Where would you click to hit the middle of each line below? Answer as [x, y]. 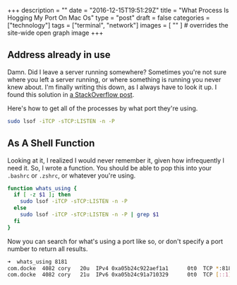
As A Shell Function [51, 143]
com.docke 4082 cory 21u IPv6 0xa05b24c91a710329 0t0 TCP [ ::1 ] [120, 275]
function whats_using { [42, 188]
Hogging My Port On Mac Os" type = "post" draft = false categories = [109, 18]
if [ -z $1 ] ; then [42, 195]
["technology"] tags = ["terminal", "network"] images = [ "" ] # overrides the [118, 25]
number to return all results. [48, 249]
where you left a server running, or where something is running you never [114, 79]
